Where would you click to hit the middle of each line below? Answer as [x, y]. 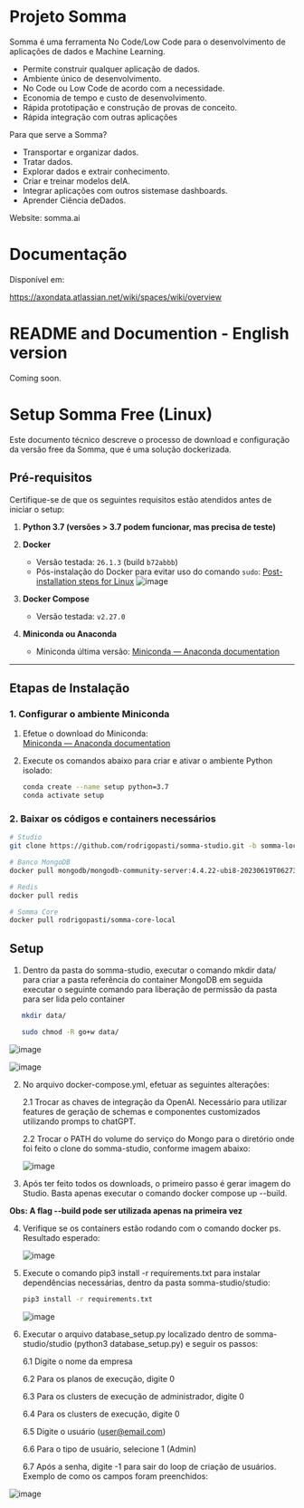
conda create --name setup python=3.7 [95, 787]
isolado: [37, 771]
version [38, 353]
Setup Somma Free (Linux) [111, 415]
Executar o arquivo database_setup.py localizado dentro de [133, 1334]
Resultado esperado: [61, 1237]
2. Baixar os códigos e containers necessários [113, 819]
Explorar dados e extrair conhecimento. [96, 171]
